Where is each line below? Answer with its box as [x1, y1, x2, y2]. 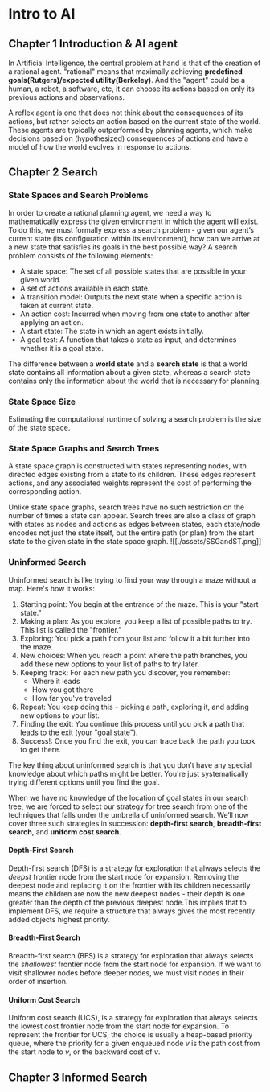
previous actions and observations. [8, 93, 125, 101]
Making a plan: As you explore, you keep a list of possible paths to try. [19, 616, 252, 626]
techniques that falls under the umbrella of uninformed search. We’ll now [8, 810, 249, 819]
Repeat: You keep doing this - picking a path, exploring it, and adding [19, 702, 249, 711]
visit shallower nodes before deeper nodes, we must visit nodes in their [8, 967, 245, 978]
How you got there [31, 685, 94, 694]
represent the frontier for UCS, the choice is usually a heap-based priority [8, 1030, 253, 1040]
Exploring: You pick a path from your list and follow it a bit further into [19, 633, 251, 643]
